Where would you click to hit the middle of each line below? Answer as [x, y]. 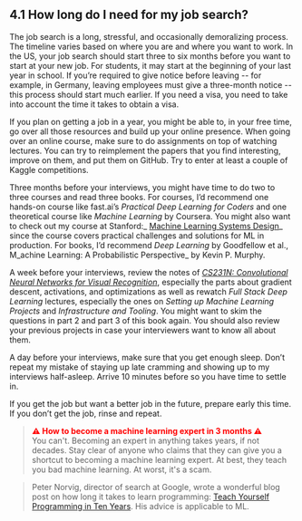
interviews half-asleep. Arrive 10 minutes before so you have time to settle [148, 376]
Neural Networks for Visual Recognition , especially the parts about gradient [151, 282]
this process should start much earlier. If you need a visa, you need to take [149, 94]
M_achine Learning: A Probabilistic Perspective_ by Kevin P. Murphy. [137, 255]
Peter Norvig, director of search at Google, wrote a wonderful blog [156, 487]
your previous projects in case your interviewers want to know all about [143, 330]
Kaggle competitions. [49, 169]
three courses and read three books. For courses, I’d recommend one [139, 197]
